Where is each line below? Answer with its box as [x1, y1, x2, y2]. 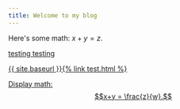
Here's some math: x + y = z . [8, 33, 103, 43]
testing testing [8, 48, 56, 58]
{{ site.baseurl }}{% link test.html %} [8, 64, 128, 73]
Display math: [8, 79, 53, 88]
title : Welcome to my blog [8, 11, 98, 20]
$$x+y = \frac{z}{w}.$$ [94, 92, 172, 101]
